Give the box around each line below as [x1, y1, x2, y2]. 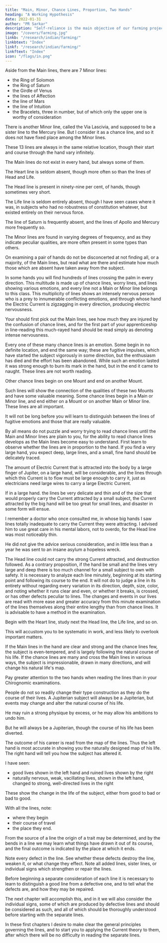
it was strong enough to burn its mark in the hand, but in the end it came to [5, 363, 158, 369]
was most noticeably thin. [5, 531, 58, 537]
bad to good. [5, 795, 31, 802]
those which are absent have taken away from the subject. [5, 265, 125, 271]
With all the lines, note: [5, 805, 52, 811]
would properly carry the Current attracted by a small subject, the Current [5, 495, 157, 501]
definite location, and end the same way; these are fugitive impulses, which [5, 347, 160, 353]
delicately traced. [5, 455, 41, 461]
